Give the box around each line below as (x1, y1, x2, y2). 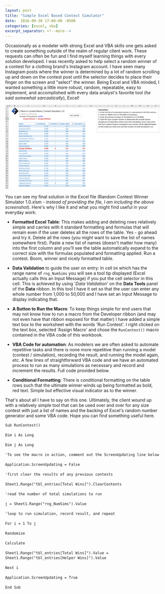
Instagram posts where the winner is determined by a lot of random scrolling (5, 69, 160, 75)
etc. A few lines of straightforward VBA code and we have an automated (12, 357, 159, 363)
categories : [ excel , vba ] (5, 24, 58, 28)
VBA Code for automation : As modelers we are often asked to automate (12, 341, 159, 347)
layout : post (5, 8, 32, 13)
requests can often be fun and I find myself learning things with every (5, 53, 146, 59)
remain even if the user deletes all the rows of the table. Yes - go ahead (12, 229, 157, 235)
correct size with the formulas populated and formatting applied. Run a (12, 251, 156, 256)
